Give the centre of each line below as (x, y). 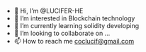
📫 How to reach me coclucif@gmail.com (74, 41)
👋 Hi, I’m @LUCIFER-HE (49, 11)
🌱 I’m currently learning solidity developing (77, 26)
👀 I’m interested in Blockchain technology (74, 18)
